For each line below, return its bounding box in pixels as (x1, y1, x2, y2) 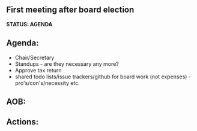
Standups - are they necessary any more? (14, 60, 119, 68)
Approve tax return (14, 66, 62, 74)
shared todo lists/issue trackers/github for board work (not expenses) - (14, 73, 191, 80)
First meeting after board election (6, 5, 135, 15)
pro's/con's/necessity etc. (14, 79, 80, 86)
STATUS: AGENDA (6, 20, 53, 28)
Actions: (6, 117, 39, 127)
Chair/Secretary (14, 54, 55, 61)
